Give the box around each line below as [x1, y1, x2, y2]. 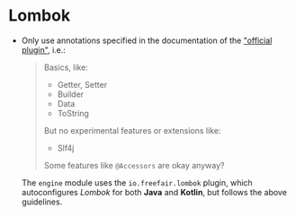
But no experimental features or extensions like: [43, 125, 221, 135]
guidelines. [21, 196, 63, 207]
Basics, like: [43, 62, 89, 73]
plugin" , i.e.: [21, 44, 67, 55]
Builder [57, 89, 85, 99]
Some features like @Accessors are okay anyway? [43, 160, 225, 170]
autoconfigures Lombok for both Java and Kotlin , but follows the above [21, 186, 287, 197]
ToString [57, 108, 89, 118]
